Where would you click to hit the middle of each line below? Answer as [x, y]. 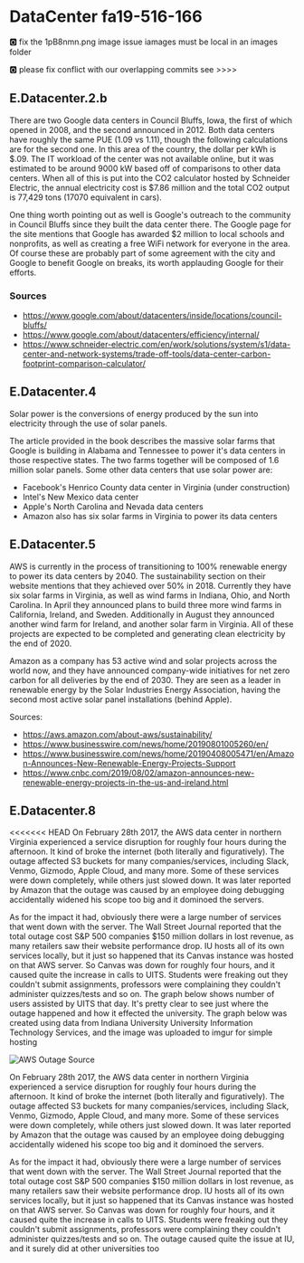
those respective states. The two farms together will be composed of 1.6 [144, 460]
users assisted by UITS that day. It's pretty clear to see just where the [139, 1004]
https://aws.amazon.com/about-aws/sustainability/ [117, 734]
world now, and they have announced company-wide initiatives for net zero [150, 670]
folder [20, 52]
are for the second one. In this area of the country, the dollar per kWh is [143, 149]
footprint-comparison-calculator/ [84, 364]
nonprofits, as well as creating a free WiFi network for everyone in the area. [150, 243]
